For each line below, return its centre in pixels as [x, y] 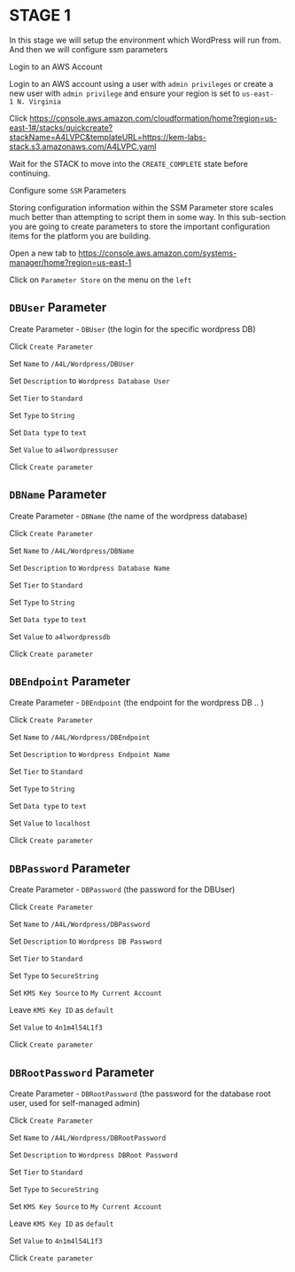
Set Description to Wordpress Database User [89, 380]
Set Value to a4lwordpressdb [60, 636]
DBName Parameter [58, 495]
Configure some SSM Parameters [68, 190]
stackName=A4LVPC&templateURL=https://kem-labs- [108, 137]
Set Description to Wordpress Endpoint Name [89, 755]
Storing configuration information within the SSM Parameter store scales [141, 207]
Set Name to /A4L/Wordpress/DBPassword [80, 924]
